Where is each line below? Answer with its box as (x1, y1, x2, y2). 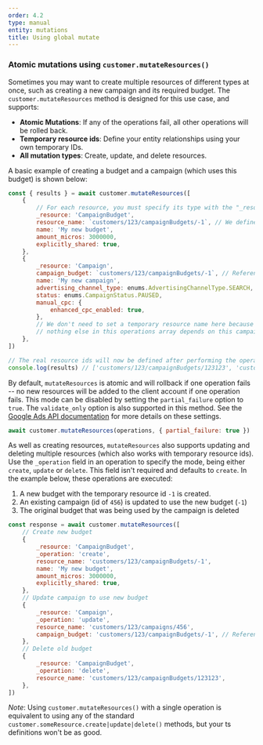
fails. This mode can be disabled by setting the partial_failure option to (8, 394, 244, 404)
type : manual (8, 19, 51, 27)
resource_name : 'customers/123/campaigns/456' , (36, 623, 194, 631)
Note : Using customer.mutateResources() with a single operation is (8, 703, 222, 712)
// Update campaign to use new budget (22, 594, 149, 602)
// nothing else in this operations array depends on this (36, 328, 233, 336)
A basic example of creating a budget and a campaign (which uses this (8, 165, 237, 175)
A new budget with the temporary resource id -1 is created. (19, 489, 211, 499)
